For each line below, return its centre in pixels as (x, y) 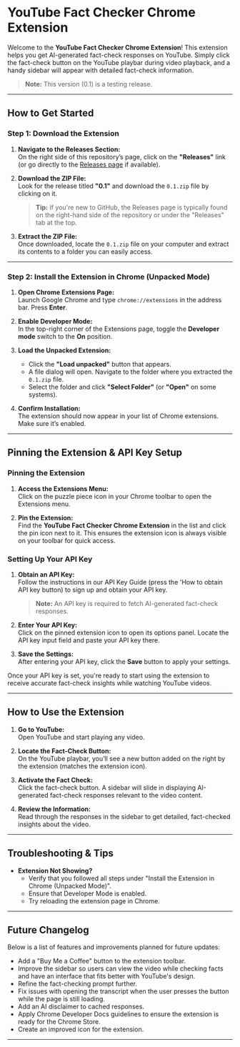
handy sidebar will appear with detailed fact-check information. (101, 70)
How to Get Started (51, 113)
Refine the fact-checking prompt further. (77, 984)
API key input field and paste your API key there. (89, 640)
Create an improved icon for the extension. (81, 1029)
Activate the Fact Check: (55, 780)
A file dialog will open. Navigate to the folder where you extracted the (130, 372)
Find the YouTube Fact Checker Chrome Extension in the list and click (122, 525)
